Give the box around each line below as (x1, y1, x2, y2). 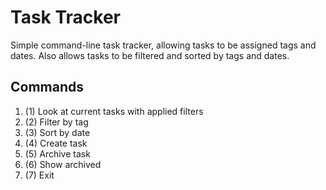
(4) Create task (24, 137, 88, 149)
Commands (10, 79, 85, 96)
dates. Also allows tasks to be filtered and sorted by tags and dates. (10, 49, 290, 61)
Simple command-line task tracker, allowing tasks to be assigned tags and (10, 39, 317, 51)
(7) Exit (24, 169, 55, 181)
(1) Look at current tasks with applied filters (24, 105, 204, 117)
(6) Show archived (24, 158, 102, 170)
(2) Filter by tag (24, 116, 89, 128)
